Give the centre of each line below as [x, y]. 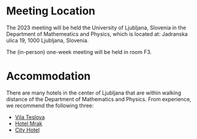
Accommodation [49, 76]
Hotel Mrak [28, 123]
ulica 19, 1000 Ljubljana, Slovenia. [47, 40]
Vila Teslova [30, 117]
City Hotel [27, 129]
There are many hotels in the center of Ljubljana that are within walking [94, 93]
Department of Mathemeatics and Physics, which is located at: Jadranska [97, 34]
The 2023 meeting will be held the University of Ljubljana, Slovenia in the [96, 28]
